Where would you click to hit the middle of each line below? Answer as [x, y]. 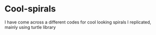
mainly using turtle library [30, 27]
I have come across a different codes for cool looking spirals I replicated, [78, 22]
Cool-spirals [30, 9]
